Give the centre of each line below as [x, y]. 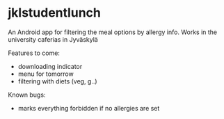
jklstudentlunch [55, 13]
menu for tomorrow [46, 74]
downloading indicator [50, 66]
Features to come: [34, 53]
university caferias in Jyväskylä [53, 39]
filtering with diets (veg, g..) [57, 81]
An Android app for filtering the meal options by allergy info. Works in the [113, 32]
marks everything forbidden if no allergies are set [89, 108]
